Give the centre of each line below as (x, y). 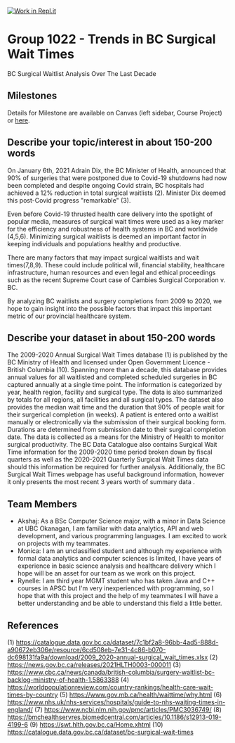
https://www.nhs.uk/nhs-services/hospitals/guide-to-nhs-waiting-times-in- (116, 702)
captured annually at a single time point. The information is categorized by (115, 385)
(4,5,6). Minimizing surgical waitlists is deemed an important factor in (107, 236)
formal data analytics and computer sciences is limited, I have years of (119, 559)
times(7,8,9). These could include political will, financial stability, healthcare (116, 265)
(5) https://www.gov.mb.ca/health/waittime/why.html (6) (141, 694)
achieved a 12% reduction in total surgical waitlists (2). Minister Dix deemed (117, 193)
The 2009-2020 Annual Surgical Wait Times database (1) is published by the (117, 355)
